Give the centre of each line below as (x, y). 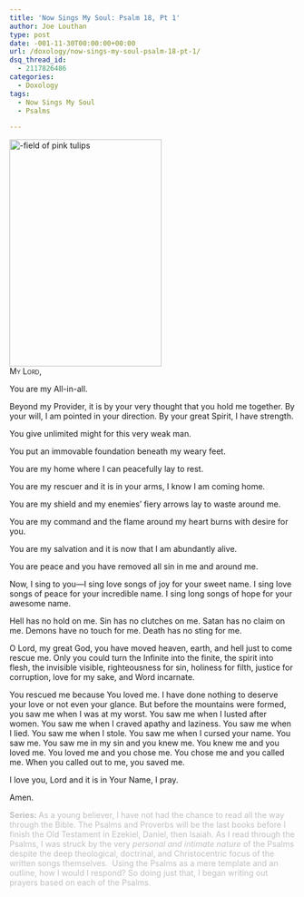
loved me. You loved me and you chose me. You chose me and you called (147, 753)
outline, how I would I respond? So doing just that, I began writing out (139, 873)
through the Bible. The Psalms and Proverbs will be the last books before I (147, 825)
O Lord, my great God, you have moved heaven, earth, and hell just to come (151, 648)
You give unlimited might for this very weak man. (101, 434)
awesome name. (40, 604)
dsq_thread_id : (38, 60)
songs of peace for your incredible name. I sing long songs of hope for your (151, 594)
